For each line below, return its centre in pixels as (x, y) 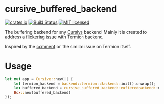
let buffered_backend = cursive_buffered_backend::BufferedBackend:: (86, 88)
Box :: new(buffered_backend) (42, 93)
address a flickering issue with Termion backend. (54, 37)
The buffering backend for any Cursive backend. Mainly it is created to (76, 32)
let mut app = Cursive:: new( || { (39, 79)
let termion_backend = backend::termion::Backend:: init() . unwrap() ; (85, 84)
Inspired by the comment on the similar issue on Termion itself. (68, 46)
